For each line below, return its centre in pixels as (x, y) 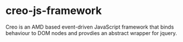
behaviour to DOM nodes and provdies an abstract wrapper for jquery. (91, 33)
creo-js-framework (54, 11)
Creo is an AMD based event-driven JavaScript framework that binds (90, 27)
